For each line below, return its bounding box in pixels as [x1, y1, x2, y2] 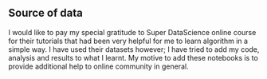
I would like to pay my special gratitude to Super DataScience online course [8, 27, 257, 37]
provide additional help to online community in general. [8, 61, 189, 71]
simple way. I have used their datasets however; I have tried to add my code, [8, 44, 260, 54]
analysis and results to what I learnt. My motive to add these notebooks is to [8, 53, 259, 62]
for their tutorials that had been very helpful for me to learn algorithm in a [8, 36, 249, 45]
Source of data [8, 6, 84, 20]
